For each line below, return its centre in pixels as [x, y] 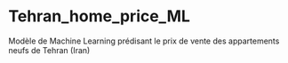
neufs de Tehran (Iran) [49, 50]
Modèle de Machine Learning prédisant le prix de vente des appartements [144, 41]
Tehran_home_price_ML [99, 16]
